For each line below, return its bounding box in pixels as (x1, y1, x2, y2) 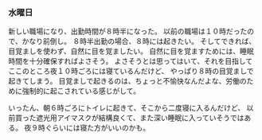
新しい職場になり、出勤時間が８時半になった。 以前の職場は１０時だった (8, 26, 248, 37)
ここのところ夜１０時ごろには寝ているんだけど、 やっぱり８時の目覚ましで (8, 66, 254, 76)
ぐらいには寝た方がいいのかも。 (45, 123, 150, 133)
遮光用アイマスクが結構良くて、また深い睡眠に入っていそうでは (35, 113, 244, 122)
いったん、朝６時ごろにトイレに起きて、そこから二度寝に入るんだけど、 (8, 103, 245, 113)
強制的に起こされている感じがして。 (22, 86, 141, 96)
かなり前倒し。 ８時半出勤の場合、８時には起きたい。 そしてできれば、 (22, 37, 256, 46)
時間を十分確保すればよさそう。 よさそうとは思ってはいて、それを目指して (8, 56, 253, 66)
